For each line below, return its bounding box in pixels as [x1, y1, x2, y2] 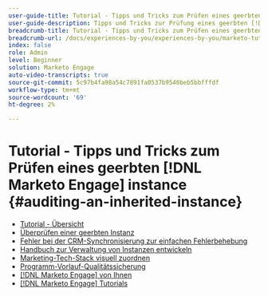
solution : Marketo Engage [8, 64, 94, 72]
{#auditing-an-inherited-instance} [8, 193, 243, 211]
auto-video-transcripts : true [8, 71, 109, 79]
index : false [8, 41, 52, 49]
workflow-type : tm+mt [8, 85, 81, 94]
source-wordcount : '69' [8, 93, 88, 101]
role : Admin [8, 49, 48, 57]
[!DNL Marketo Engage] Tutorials [19, 278, 128, 288]
